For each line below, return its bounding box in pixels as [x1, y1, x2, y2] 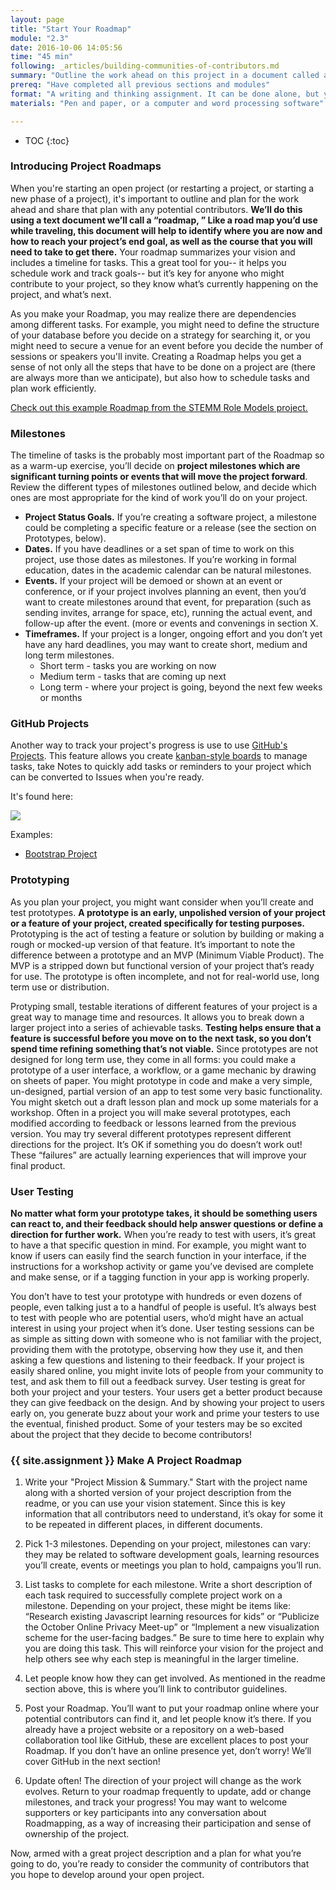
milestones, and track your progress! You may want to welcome [24, 1796, 288, 1808]
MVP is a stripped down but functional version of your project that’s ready [10, 959, 315, 971]
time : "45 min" [10, 52, 74, 62]
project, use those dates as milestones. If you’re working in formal [24, 554, 297, 566]
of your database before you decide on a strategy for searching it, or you [10, 329, 311, 341]
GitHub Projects [10, 717, 90, 731]
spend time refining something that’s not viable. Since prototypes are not [10, 1042, 318, 1055]
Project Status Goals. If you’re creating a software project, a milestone [24, 511, 317, 523]
